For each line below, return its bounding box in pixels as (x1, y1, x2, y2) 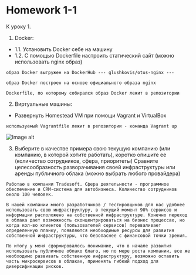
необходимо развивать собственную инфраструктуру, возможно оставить (6, 253, 180, 259)
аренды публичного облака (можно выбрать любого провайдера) (14, 170, 181, 177)
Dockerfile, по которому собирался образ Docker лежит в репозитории (6, 90, 180, 96)
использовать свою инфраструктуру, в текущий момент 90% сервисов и (6, 207, 177, 213)
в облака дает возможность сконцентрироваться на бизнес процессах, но (6, 217, 185, 223)
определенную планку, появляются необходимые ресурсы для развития (6, 227, 175, 233)
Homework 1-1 (6, 4, 77, 17)
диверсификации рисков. (6, 263, 65, 269)
